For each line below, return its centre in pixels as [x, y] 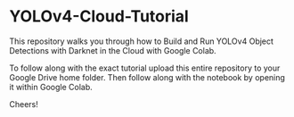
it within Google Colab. [51, 87]
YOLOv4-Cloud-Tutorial [99, 17]
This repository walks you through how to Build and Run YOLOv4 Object [142, 41]
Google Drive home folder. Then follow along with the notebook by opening [147, 77]
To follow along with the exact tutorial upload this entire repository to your [145, 68]
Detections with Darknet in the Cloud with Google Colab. [113, 50]
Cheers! [24, 104]
